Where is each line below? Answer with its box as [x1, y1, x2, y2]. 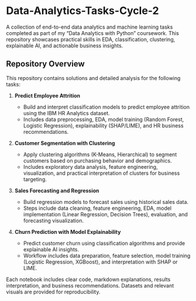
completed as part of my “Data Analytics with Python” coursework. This [6, 29, 180, 36]
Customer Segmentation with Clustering [14, 139, 115, 147]
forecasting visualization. [23, 217, 84, 224]
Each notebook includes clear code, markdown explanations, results [6, 276, 171, 283]
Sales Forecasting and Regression [14, 187, 99, 194]
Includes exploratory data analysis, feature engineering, [23, 163, 158, 170]
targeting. [23, 175, 47, 182]
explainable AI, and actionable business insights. [6, 42, 123, 49]
